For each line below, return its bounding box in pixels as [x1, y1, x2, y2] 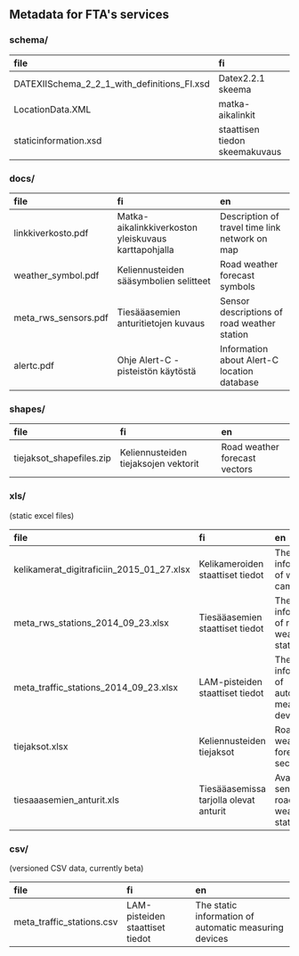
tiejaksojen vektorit [119, 458, 199, 470]
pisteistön [117, 364, 158, 377]
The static [195, 899, 238, 911]
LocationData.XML [13, 102, 92, 115]
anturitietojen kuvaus [117, 316, 206, 329]
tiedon [218, 134, 246, 146]
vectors [221, 463, 254, 476]
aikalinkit [218, 109, 256, 121]
